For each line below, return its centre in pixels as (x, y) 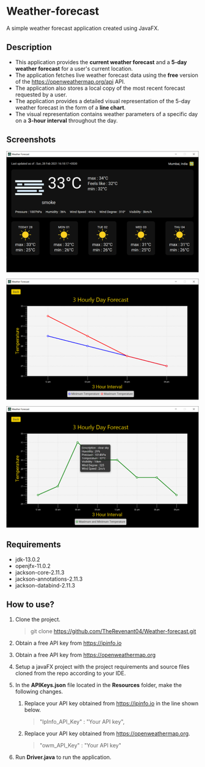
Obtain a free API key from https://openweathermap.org (85, 655)
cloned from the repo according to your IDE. (70, 673)
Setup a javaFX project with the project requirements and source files (102, 666)
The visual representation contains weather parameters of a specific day (106, 114)
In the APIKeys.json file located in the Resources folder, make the (98, 685)
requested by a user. (41, 94)
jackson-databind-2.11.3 (45, 585)
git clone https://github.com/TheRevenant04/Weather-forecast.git (113, 631)
